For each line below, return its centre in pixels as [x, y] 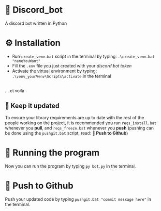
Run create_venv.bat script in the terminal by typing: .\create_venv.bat [83, 56]
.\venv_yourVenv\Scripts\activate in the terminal [61, 76]
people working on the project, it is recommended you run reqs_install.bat [81, 123]
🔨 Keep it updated [32, 106]
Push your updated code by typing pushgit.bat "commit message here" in [78, 199]
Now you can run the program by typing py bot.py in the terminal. [71, 166]
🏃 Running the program [52, 153]
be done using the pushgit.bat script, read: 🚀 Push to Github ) [66, 133]
